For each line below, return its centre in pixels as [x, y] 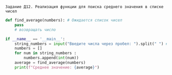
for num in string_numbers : [46, 53]
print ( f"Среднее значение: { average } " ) [57, 67]
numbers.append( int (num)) [51, 58]
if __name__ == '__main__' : [35, 39]
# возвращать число [35, 30]
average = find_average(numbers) [50, 63]
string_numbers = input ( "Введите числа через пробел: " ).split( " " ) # [91, 44]
